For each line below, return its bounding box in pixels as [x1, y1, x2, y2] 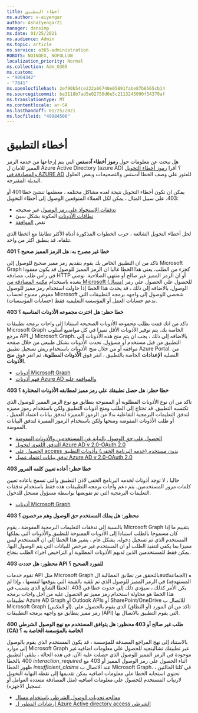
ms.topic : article [6, 42, 52, 48]
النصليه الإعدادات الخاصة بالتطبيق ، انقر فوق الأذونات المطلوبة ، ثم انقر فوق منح [6, 351, 179, 358]
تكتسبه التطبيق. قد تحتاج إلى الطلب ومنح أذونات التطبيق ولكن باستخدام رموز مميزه [6, 404, 189, 411]
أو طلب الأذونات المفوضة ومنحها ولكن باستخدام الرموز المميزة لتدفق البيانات [6, 417, 174, 424]
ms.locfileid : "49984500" [6, 113, 70, 119]
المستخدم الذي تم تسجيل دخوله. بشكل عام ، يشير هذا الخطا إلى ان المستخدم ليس [6, 536, 187, 543]
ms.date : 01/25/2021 [6, 31, 58, 37]
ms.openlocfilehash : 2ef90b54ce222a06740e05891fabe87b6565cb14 [6, 86, 166, 92]
